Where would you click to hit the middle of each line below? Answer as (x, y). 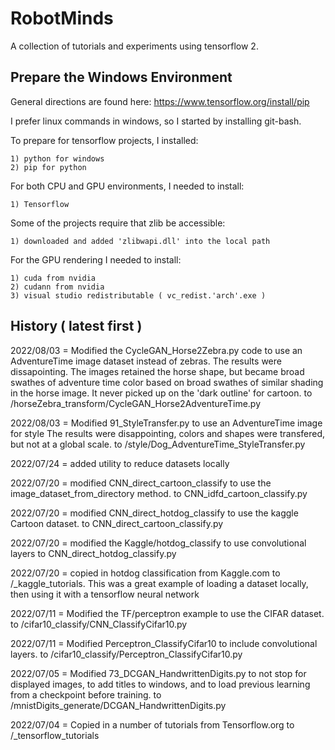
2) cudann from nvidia (57, 287)
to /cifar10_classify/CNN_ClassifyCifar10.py (99, 624)
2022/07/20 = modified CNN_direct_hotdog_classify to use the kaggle (154, 513)
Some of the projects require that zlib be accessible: (118, 223)
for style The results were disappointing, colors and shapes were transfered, (168, 433)
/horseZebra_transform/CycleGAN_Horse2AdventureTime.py (136, 403)
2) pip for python (48, 167)
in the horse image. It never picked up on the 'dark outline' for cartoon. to (161, 393)
